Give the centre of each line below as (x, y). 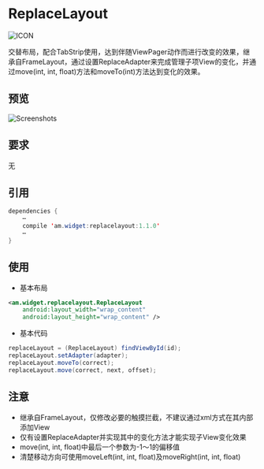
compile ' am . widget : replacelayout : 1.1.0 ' (91, 226)
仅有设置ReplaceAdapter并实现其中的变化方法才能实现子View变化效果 (133, 437)
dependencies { (33, 211)
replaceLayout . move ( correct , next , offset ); (82, 370)
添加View (35, 427)
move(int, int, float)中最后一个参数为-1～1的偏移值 (99, 447)
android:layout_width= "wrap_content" (84, 310)
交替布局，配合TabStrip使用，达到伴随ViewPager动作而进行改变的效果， (126, 51)
